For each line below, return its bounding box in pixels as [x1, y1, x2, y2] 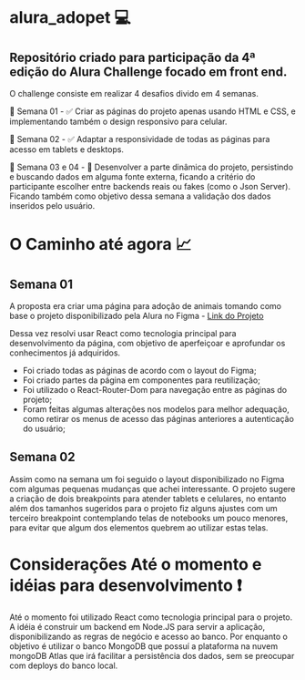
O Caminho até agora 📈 [9, 234, 192, 255]
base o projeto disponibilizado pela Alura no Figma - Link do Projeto [9, 311, 264, 321]
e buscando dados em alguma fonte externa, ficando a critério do [9, 171, 256, 182]
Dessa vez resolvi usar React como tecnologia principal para [9, 328, 237, 338]
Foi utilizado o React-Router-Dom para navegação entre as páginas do [22, 385, 288, 395]
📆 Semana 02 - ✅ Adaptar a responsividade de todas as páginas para [9, 134, 270, 144]
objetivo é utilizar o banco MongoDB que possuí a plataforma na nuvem [9, 640, 279, 652]
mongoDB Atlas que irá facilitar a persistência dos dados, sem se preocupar [9, 650, 295, 661]
